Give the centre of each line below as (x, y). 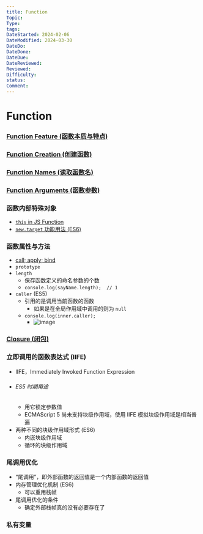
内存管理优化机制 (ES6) (45, 484)
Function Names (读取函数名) (50, 172)
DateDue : (17, 57)
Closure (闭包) (28, 339)
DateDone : (19, 52)
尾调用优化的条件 (37, 500)
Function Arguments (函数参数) (53, 190)
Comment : (17, 86)
